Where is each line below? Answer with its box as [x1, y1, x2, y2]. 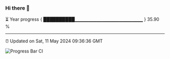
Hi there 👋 [5, 5, 30, 12]
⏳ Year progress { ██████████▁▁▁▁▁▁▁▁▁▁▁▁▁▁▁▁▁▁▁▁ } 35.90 [5, 16, 159, 22]
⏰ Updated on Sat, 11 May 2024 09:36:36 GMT [5, 38, 103, 44]
